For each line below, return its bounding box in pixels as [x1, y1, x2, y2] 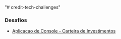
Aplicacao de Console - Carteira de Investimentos [12, 28, 116, 34]
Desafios [5, 16, 27, 23]
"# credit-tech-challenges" [5, 4, 61, 10]
